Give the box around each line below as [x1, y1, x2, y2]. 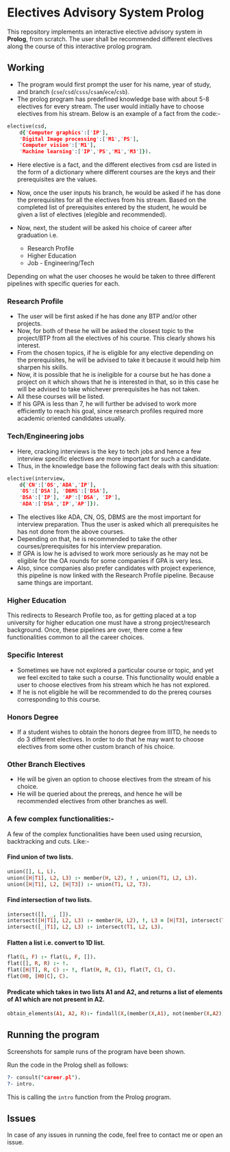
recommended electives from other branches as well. [16, 797, 168, 805]
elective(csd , [7, 122, 48, 130]
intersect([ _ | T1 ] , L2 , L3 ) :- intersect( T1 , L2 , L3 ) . [7, 923, 164, 931]
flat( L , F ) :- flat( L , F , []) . [7, 954, 97, 960]
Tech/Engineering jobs [7, 431, 84, 441]
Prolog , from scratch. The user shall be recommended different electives [7, 34, 213, 43]
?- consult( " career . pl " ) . [7, 1074, 81, 1081]
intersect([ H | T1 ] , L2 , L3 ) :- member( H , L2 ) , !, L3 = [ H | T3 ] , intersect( [7, 917, 222, 924]
